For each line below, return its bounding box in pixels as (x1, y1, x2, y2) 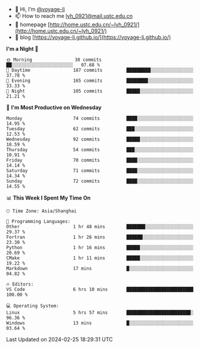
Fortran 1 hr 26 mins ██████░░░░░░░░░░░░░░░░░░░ (6, 234, 194, 240)
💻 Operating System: (6, 303, 60, 309)
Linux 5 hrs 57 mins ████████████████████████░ (6, 310, 194, 316)
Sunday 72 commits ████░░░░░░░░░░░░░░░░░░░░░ (6, 178, 194, 184)
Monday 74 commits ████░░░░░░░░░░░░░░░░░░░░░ (6, 115, 194, 121)
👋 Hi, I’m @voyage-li (14, 6, 65, 13)
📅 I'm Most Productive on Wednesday (6, 104, 101, 111)
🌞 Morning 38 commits (6, 57, 102, 63)
